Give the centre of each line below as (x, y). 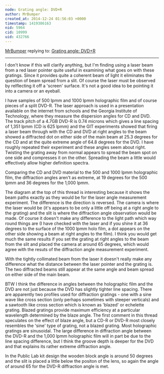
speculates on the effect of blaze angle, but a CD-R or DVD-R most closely (80, 320)
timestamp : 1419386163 (28, 23)
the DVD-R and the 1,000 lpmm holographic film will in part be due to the (78, 336)
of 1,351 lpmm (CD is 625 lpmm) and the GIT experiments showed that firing (81, 126)
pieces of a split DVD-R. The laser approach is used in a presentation (74, 105)
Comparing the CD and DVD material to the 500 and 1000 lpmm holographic (82, 172)
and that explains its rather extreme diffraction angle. (58, 346)
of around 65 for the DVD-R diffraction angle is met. (57, 366)
